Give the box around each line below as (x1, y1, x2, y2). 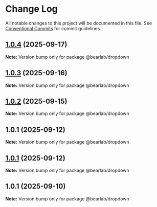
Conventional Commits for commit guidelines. (5, 25, 101, 31)
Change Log (5, 3, 58, 15)
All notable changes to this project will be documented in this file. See (5, 20, 152, 26)
